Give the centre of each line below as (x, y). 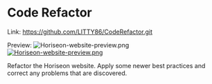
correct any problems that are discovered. (67, 73)
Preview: (20, 45)
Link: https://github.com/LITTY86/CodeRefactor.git (80, 32)
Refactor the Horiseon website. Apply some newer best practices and (106, 65)
